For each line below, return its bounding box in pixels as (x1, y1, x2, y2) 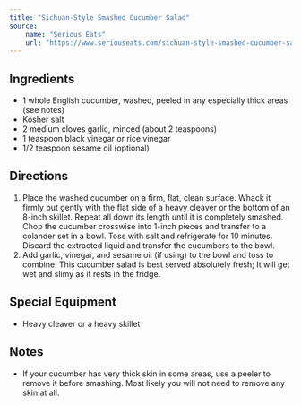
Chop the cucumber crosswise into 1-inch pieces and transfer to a (21, 220, 267, 231)
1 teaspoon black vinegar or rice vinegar (21, 134, 171, 144)
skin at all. (21, 387, 60, 398)
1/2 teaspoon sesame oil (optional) (21, 142, 150, 153)
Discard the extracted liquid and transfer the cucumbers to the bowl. (21, 239, 275, 251)
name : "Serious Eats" (25, 30, 106, 39)
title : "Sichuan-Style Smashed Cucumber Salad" (9, 13, 191, 22)
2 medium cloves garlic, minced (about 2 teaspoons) (21, 124, 218, 134)
